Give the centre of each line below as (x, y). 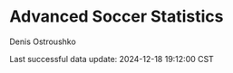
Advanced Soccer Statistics (116, 17)
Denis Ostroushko (43, 41)
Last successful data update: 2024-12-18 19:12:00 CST (112, 59)
